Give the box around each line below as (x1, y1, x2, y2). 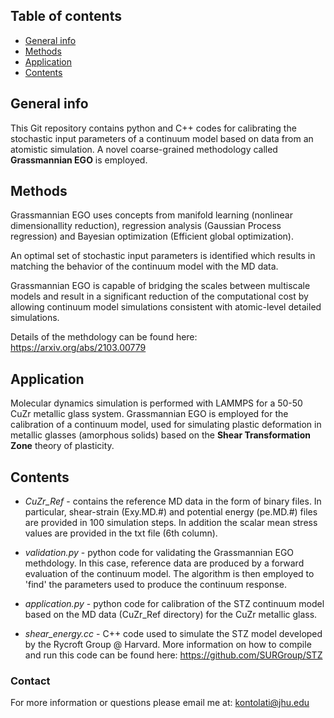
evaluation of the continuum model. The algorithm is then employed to (24, 568, 315, 580)
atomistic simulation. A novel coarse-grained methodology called (10, 143, 278, 155)
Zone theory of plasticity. (10, 440, 115, 452)
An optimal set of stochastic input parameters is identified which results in (10, 250, 316, 262)
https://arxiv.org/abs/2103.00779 (10, 342, 147, 354)
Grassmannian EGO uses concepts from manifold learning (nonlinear (10, 209, 294, 221)
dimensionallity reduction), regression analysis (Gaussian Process (10, 220, 282, 232)
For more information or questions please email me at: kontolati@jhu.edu (10, 697, 310, 709)
